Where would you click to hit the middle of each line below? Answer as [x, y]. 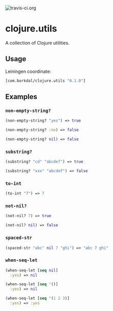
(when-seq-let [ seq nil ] [32, 270]
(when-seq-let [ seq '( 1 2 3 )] [38, 298]
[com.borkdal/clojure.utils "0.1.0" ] [46, 81]
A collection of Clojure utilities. [38, 43]
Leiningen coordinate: [28, 71]
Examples [21, 97]
